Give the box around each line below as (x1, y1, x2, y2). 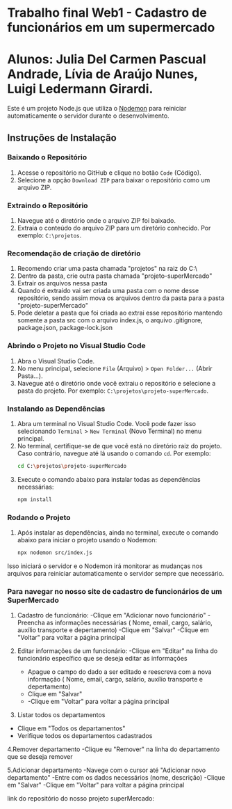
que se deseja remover (7, 753, 73, 761)
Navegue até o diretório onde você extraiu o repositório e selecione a (17, 379, 216, 387)
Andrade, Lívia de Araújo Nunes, (7, 66, 198, 82)
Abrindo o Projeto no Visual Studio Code (7, 341, 146, 351)
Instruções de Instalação (7, 132, 117, 143)
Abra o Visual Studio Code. (17, 356, 95, 365)
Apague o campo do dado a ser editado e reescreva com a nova (27, 668, 212, 676)
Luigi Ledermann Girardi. (7, 81, 154, 97)
